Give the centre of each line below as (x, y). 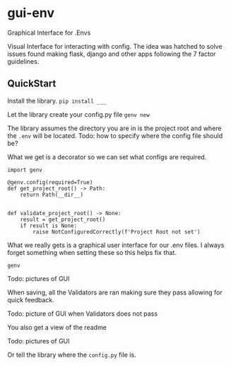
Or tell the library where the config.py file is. (72, 355)
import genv (25, 170)
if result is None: (49, 225)
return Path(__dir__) (52, 195)
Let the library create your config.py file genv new (78, 114)
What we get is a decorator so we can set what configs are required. (107, 156)
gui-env (31, 13)
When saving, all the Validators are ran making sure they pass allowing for (115, 292)
